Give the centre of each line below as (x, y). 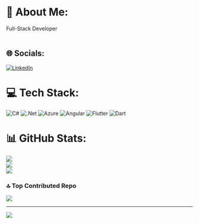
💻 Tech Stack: (43, 93)
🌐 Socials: (25, 54)
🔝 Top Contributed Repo (41, 185)
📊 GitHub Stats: (46, 138)
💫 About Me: (37, 12)
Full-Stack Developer (32, 28)
